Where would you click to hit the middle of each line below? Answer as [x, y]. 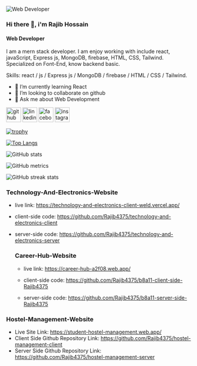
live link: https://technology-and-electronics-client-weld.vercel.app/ [97, 205]
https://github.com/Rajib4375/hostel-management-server [85, 357]
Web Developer [26, 38]
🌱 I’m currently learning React [51, 87]
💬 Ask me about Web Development [57, 99]
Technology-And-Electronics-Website [62, 192]
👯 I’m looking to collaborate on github [60, 93]
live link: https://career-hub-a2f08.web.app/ [77, 268]
